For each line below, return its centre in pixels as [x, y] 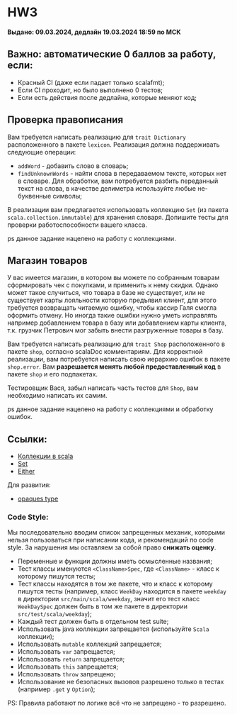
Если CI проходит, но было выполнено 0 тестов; [90, 90]
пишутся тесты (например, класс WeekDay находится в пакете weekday [122, 591]
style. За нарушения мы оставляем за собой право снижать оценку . [112, 547]
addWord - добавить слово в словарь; [73, 166]
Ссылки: [27, 439]
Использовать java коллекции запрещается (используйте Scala [113, 629]
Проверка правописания [65, 120]
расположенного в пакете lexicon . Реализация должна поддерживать [114, 144]
